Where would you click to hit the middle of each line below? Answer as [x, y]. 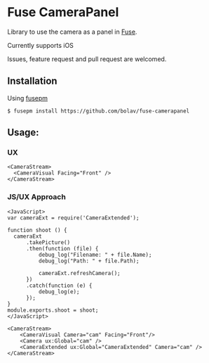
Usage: [23, 133]
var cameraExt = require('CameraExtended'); [73, 218]
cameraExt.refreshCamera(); [79, 273]
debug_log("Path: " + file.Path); [89, 261]
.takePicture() [48, 242]
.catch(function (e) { [59, 286]
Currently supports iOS [40, 45]
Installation [32, 81]
